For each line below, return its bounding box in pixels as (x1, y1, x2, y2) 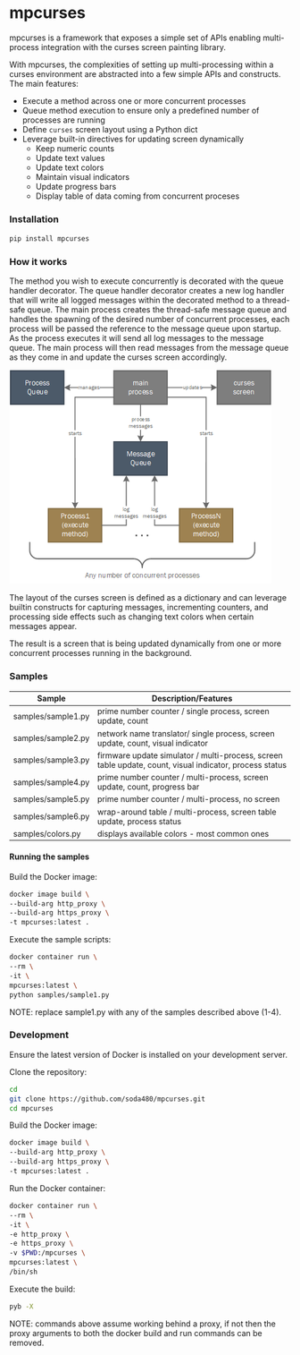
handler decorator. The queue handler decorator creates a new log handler (9, 285, 285, 296)
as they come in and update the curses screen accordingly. (9, 352, 228, 362)
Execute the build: (9, 1283, 76, 1294)
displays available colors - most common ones (96, 828, 270, 839)
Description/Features (151, 693, 233, 704)
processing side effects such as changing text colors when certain (9, 611, 254, 622)
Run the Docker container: (9, 1182, 105, 1193)
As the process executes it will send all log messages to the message (9, 333, 264, 344)
